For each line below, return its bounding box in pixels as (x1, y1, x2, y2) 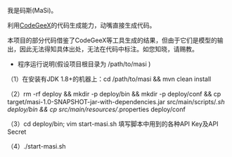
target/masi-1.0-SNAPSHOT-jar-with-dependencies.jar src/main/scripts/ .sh (7, 98, 225, 106)
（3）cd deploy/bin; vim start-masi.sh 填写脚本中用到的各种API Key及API (7, 120, 219, 128)
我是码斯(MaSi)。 (7, 6, 58, 14)
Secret (7, 127, 27, 136)
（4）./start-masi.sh (7, 142, 66, 150)
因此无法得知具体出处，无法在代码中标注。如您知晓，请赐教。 (19, 45, 198, 53)
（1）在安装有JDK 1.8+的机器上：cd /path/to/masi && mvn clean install (7, 75, 212, 83)
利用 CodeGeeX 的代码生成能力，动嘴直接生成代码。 (7, 21, 156, 30)
